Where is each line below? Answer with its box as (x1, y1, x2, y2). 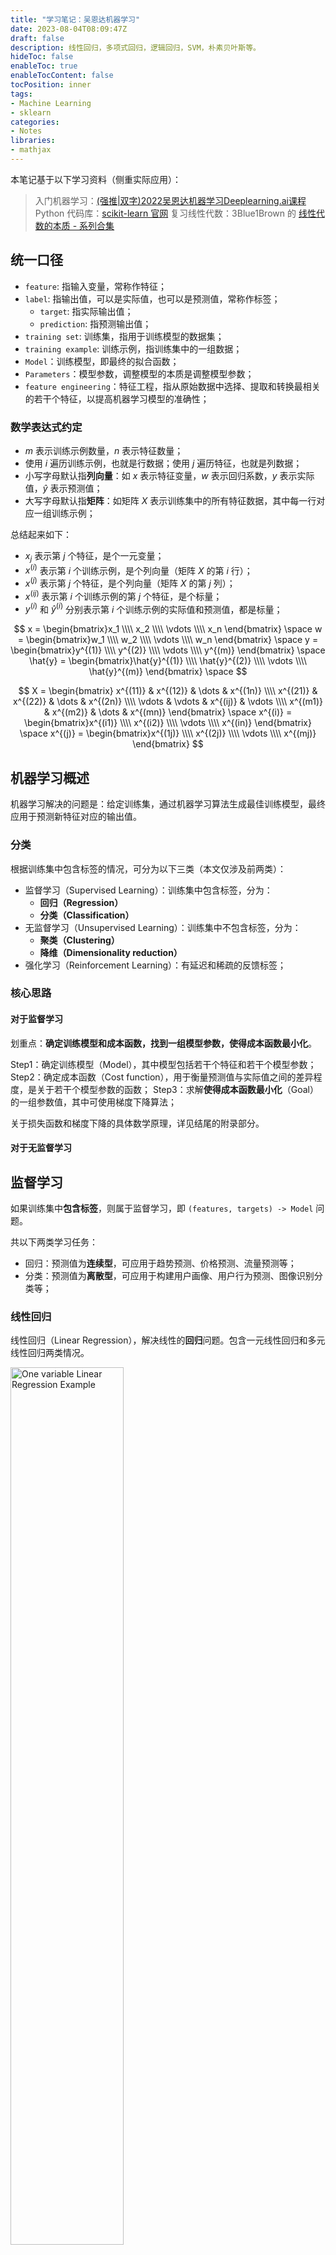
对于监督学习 (10, 1013, 63, 1025)
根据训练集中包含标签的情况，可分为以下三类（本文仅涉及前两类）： (10, 862, 287, 875)
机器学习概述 (10, 769, 90, 786)
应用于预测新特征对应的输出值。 (10, 811, 142, 823)
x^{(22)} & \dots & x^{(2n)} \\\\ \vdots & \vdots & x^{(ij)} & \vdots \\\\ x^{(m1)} (12, 696, 324, 708)
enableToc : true (10, 61, 78, 71)
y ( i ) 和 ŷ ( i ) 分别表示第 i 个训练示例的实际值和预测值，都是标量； (24, 601, 283, 615)
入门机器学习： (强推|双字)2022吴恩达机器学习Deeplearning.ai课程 (34, 194, 307, 206)
